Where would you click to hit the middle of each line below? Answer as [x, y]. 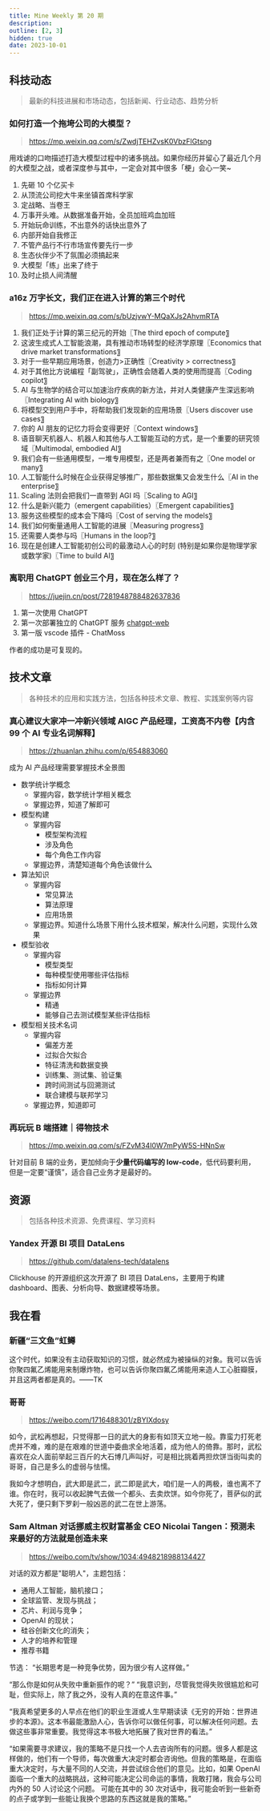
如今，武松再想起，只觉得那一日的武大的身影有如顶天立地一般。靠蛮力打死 [132, 1437]
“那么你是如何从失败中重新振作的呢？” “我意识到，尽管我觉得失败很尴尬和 [131, 1684]
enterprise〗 [40, 486]
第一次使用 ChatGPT [54, 612]
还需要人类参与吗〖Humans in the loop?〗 [88, 535]
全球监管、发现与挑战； [59, 1600]
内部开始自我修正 [49, 235]
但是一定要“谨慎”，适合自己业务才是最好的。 [83, 1172]
